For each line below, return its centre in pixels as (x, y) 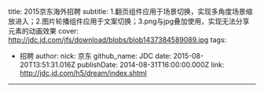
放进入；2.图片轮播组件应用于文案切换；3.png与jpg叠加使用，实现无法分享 (129, 21)
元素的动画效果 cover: (44, 31)
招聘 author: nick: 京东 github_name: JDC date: (95, 56)
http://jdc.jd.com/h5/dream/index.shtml (83, 73)
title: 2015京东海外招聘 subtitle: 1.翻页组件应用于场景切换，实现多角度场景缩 (130, 11)
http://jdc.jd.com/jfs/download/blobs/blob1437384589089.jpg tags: (117, 40)
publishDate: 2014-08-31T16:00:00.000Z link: (151, 64)
